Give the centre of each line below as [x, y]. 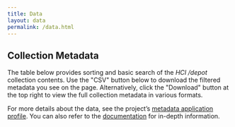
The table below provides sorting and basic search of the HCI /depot [107, 73]
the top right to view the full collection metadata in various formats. [105, 95]
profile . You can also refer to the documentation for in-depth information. [114, 116]
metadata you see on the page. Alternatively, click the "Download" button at [118, 87]
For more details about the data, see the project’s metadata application [110, 109]
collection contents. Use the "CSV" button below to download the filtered [114, 80]
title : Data [25, 14]
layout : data [27, 20]
